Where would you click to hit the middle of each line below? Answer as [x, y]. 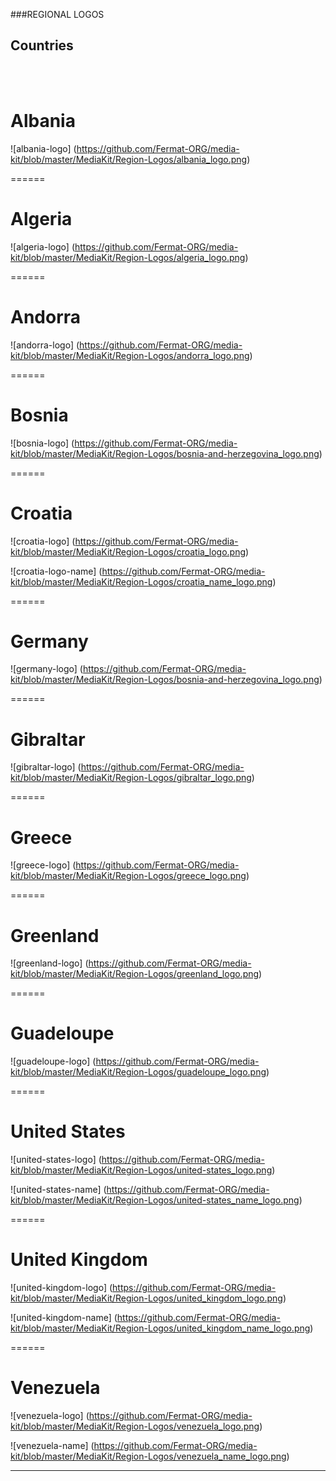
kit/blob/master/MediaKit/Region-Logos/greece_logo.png [128, 876]
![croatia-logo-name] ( [56, 571]
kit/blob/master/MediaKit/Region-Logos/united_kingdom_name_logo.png [160, 1328]
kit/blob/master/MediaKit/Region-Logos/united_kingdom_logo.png [146, 1298]
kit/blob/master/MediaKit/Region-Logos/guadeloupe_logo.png [138, 1072]
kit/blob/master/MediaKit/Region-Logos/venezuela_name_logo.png [148, 1456]
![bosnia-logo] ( [42, 443]
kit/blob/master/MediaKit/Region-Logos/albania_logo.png [129, 159]
